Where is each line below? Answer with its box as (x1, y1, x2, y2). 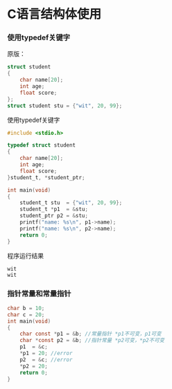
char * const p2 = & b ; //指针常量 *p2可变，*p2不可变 (19, 337, 165, 344)
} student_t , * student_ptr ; (7, 174, 85, 181)
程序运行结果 (7, 251, 44, 260)
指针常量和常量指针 (7, 289, 71, 298)
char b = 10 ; (7, 305, 45, 311)
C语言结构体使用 (7, 6, 102, 22)
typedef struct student (7, 142, 76, 149)
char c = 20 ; (7, 311, 45, 318)
